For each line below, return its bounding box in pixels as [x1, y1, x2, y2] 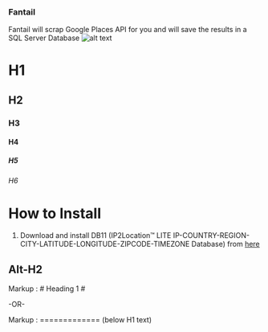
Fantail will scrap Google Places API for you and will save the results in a [8, 25, 247, 35]
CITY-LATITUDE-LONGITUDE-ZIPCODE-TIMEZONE [19, 240, 190, 249]
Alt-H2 [8, 262, 43, 276]
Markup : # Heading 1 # [8, 284, 86, 293]
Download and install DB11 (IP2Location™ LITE [19, 231, 172, 240]
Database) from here [191, 240, 261, 249]
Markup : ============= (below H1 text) [8, 315, 152, 325]
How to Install [8, 204, 102, 223]
